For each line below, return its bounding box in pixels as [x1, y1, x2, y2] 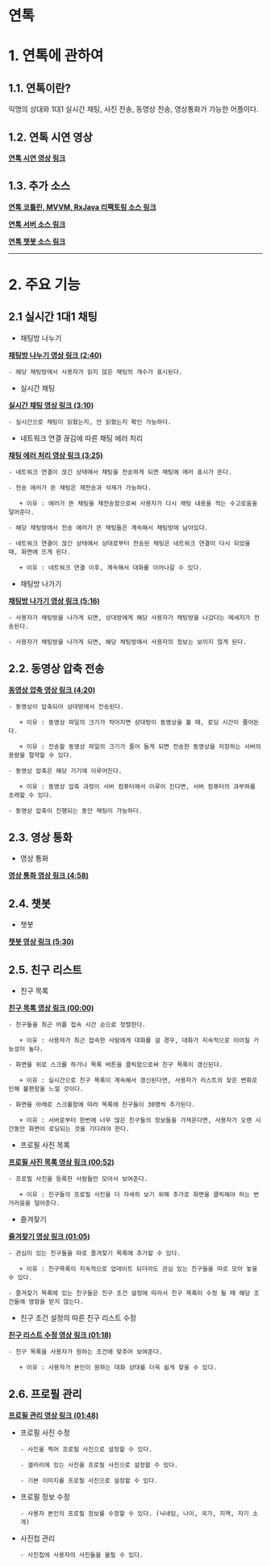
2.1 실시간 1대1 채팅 [8, 310, 98, 324]
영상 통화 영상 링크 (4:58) [8, 870, 89, 881]
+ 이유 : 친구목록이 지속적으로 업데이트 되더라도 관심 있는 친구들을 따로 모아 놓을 [19, 1265, 258, 1273]
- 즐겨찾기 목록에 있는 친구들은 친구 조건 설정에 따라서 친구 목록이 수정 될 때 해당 [8, 1289, 251, 1297]
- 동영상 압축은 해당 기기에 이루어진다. [8, 767, 123, 775]
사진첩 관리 [19, 1533, 56, 1543]
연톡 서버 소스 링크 [8, 219, 66, 229]
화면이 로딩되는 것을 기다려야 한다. [27, 1125, 130, 1133]
